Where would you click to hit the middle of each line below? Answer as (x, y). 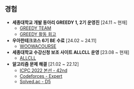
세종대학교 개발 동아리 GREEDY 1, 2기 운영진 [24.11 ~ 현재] (70, 22)
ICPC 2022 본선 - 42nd (43, 70)
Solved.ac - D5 (35, 81)
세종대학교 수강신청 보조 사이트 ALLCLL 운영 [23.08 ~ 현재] (71, 52)
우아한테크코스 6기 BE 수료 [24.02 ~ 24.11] (54, 40)
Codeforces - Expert (41, 76)
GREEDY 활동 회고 (38, 34)
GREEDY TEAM (35, 28)
